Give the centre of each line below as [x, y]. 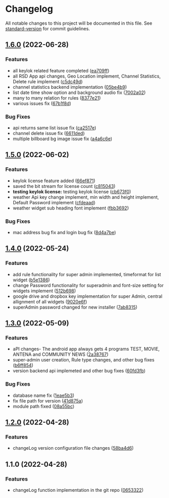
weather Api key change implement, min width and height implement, [86, 197]
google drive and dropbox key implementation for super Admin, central [88, 296]
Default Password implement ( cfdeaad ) [54, 202]
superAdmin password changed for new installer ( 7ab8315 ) [75, 307]
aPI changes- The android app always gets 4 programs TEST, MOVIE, [86, 349]
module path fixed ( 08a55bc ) [44, 406]
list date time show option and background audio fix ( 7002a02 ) [79, 92]
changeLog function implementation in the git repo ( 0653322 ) [78, 490]
